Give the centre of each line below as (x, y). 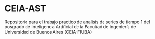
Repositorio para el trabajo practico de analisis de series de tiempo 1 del (77, 22)
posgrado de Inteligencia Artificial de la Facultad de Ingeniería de (70, 26)
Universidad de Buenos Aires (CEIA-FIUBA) (48, 32)
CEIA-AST (25, 8)
